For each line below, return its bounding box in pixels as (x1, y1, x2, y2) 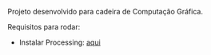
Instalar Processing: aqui (18, 37, 101, 47)
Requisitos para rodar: (7, 22, 81, 31)
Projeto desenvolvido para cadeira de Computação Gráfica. (7, 7, 203, 16)
